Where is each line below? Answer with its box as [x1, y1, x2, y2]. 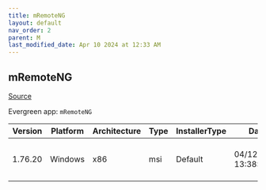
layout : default [8, 19, 62, 27]
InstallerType [176, 125, 227, 136]
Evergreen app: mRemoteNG [8, 106, 93, 116]
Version [12, 125, 43, 136]
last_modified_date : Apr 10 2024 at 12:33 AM [8, 41, 161, 49]
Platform [51, 125, 85, 136]
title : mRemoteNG [8, 11, 66, 20]
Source [8, 91, 32, 101]
